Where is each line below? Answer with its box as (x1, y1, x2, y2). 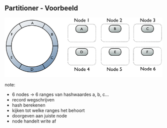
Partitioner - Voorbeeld (4, 4, 78, 13)
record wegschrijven (11, 96, 54, 102)
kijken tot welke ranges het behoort (11, 107, 85, 113)
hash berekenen (11, 102, 45, 108)
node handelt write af (11, 118, 56, 124)
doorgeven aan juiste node (11, 112, 67, 118)
